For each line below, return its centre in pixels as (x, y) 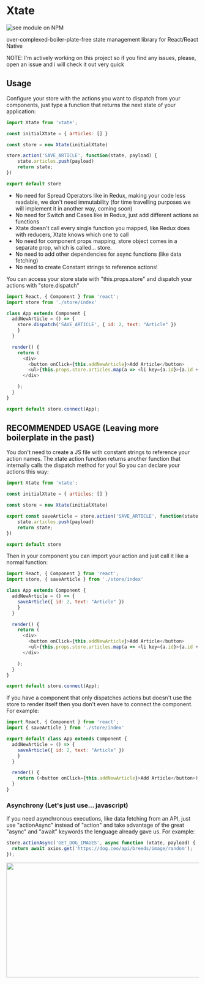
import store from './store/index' (52, 302)
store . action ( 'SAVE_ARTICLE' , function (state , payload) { (82, 156)
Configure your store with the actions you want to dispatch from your (93, 98)
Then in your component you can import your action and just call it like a (97, 556)
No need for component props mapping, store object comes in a (96, 241)
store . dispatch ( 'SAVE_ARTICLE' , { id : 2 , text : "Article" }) (97, 325)
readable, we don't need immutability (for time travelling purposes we (103, 202)
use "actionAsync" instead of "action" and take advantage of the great (95, 825)
